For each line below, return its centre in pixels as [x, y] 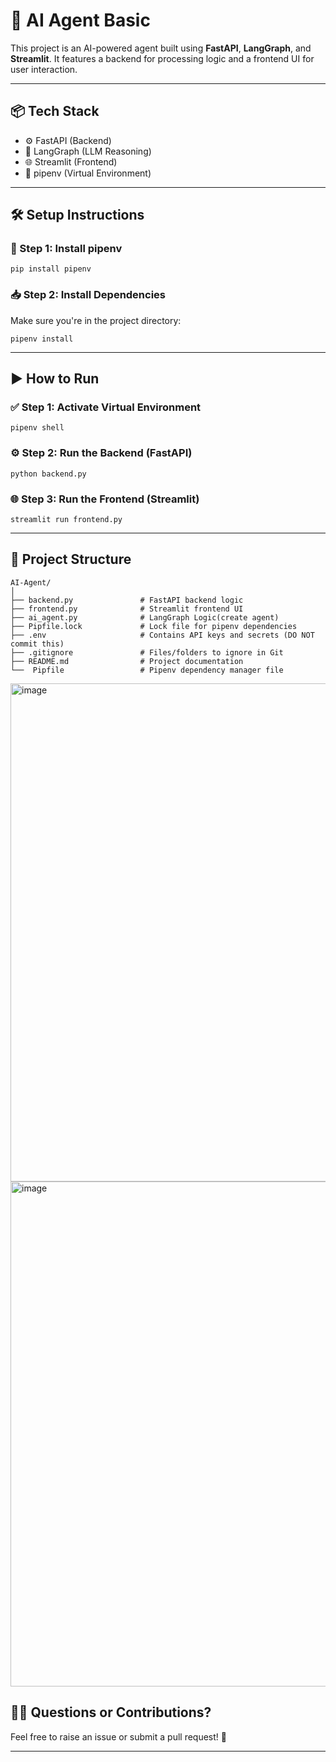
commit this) [37, 644]
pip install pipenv [51, 269]
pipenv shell [37, 428]
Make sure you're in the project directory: [96, 320]
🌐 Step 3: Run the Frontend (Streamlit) [105, 499]
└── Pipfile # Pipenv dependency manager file [147, 670]
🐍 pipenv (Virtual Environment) [88, 173]
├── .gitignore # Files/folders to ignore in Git [147, 652]
